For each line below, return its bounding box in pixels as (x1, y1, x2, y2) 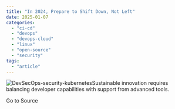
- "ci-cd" (11, 25, 35, 31)
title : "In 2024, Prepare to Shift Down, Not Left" (6, 8, 135, 15)
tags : (6, 58, 19, 64)
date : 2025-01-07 (6, 14, 49, 20)
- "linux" (11, 42, 35, 48)
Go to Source (6, 97, 38, 104)
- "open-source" (11, 47, 51, 53)
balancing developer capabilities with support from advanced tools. (6, 86, 169, 93)
